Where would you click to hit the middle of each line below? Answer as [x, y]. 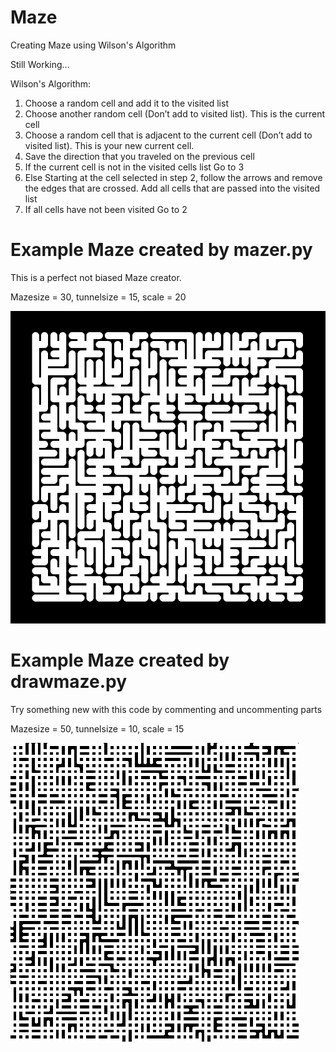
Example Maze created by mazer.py [161, 250]
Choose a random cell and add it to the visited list [126, 103]
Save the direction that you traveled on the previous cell [139, 156]
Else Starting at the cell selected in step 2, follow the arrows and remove [173, 177]
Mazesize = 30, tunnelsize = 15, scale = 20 [98, 297]
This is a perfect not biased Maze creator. [96, 277]
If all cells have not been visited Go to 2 [106, 209]
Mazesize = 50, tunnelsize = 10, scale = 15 [97, 729]
